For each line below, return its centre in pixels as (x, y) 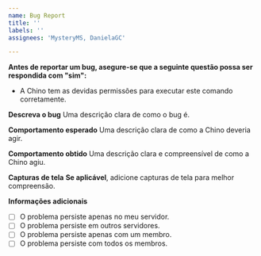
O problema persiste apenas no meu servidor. (94, 217)
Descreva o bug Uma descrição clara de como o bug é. (99, 115)
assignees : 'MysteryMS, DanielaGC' (67, 38)
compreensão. (32, 186)
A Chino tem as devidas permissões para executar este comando (126, 91)
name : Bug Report (37, 15)
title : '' (25, 23)
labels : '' (26, 30)
